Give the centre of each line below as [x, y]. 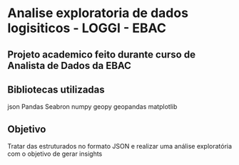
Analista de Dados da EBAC [70, 65]
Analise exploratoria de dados [98, 13]
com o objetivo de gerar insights [55, 154]
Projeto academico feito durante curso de [102, 54]
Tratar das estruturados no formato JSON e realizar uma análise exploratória [120, 147]
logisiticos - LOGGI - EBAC [87, 28]
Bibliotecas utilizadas [56, 89]
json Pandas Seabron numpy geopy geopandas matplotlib [92, 107]
